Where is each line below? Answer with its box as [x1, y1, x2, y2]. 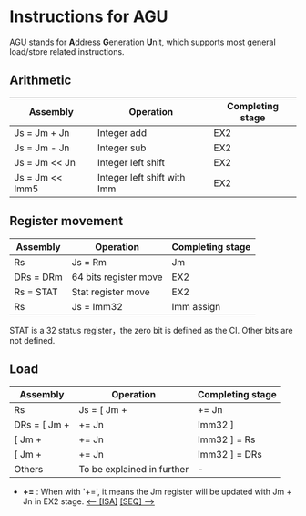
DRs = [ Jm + [14, 418, 70, 431]
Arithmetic [9, 73, 72, 88]
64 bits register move [71, 271, 163, 284]
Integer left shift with [97, 170, 186, 183]
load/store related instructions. [9, 46, 125, 57]
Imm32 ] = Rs [197, 433, 256, 446]
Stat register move [71, 285, 150, 298]
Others [14, 463, 44, 476]
